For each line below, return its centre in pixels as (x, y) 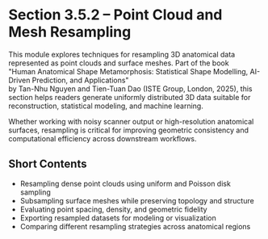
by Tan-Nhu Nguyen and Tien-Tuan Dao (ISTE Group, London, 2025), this (130, 88)
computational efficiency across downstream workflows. (103, 138)
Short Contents (48, 164)
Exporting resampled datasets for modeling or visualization (118, 218)
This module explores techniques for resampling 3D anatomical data (122, 54)
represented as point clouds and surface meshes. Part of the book (119, 63)
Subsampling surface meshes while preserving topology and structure (137, 200)
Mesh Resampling (70, 32)
